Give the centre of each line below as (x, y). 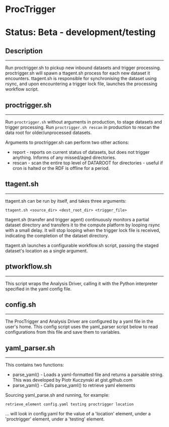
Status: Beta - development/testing (80, 33)
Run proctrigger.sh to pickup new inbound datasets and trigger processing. (83, 68)
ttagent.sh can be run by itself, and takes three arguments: (66, 201)
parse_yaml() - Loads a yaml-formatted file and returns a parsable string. (88, 375)
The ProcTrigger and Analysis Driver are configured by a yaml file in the (79, 322)
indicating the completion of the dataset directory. (57, 235)
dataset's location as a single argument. (47, 251)
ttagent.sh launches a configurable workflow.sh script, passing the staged (82, 245)
